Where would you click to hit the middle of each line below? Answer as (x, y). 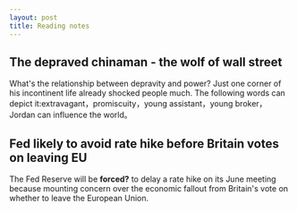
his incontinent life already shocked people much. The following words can (148, 93)
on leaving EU (48, 157)
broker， (251, 104)
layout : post (34, 17)
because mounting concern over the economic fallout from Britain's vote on (149, 189)
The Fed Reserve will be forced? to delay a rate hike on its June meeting (143, 179)
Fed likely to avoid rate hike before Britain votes (144, 144)
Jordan (22, 115)
